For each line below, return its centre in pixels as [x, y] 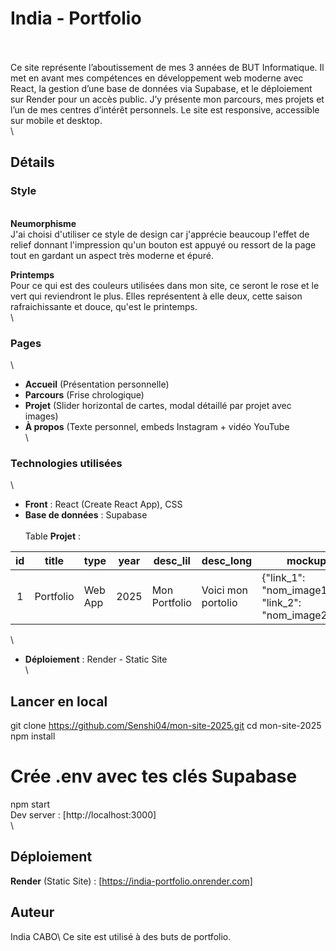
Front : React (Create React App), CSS [103, 504]
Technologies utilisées [66, 463]
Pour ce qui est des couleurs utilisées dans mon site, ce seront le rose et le [165, 285]
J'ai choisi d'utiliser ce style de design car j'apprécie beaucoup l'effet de [160, 234]
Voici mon [224, 590]
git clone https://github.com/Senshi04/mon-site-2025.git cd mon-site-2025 [166, 726]
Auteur [32, 912]
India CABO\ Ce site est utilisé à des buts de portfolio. [121, 936]
